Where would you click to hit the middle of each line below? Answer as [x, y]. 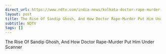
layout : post [19, 14]
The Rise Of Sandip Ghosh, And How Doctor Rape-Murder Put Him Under [80, 42]
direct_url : [17, 10]
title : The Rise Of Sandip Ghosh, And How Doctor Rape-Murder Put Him [79, 19]
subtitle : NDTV [21, 23]
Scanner [14, 47]
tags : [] [14, 28]
